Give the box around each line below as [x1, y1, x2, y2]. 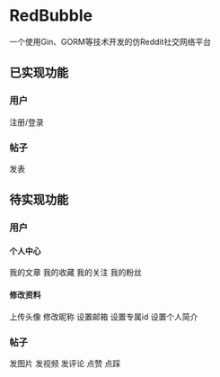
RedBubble [9, 5, 92, 26]
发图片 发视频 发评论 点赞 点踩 [9, 357, 121, 369]
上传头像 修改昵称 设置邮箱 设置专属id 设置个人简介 [9, 311, 198, 322]
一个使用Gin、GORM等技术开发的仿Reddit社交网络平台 [9, 36, 211, 47]
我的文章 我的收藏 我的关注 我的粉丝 [9, 267, 142, 278]
